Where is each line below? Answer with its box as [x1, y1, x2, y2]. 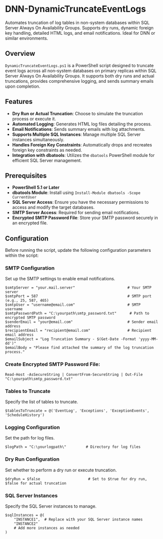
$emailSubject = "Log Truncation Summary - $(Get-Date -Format [5, 337, 137, 342]
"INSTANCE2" [14, 521, 38, 526]
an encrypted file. [12, 220, 48, 226]
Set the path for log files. [5, 435, 55, 441]
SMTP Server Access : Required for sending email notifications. [12, 210, 140, 216]
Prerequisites [5, 171, 47, 180]
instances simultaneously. [12, 136, 64, 143]
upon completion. [5, 83, 41, 89]
